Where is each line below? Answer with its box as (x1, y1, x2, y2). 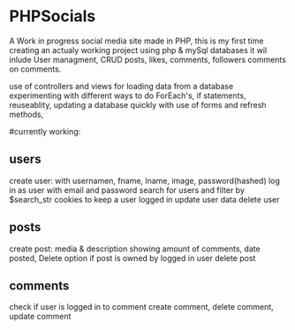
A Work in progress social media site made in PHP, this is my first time (9, 35, 264, 46)
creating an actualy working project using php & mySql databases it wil (9, 44, 268, 55)
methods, (9, 109, 44, 119)
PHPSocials (9, 6, 96, 27)
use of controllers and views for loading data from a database (9, 81, 234, 91)
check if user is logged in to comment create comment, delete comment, (9, 302, 274, 312)
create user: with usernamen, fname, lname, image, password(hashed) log (9, 175, 281, 186)
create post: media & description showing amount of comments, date (9, 243, 261, 254)
